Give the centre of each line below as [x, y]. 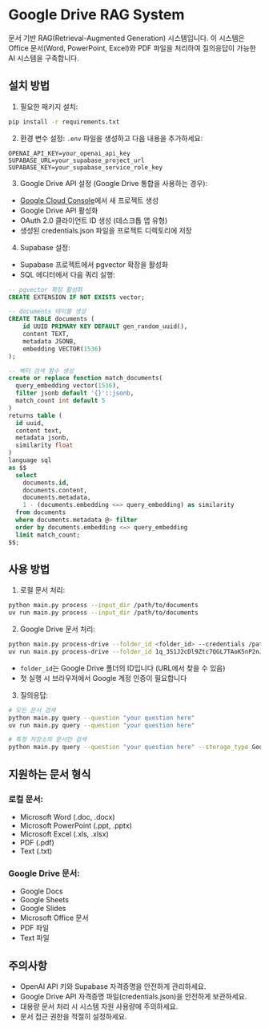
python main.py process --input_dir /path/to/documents [103, 606]
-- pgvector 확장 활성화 [45, 290]
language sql [30, 460]
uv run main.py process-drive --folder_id [80, 651]
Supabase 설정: [45, 247]
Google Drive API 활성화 [59, 210]
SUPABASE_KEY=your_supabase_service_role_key [85, 167]
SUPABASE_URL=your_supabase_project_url [77, 160]
